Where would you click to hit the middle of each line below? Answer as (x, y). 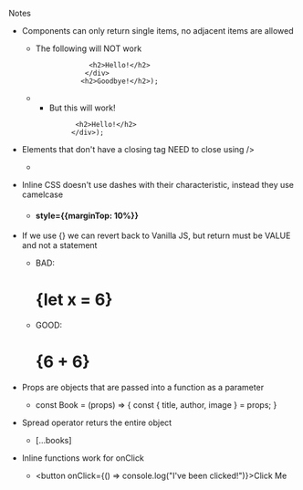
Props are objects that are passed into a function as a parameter (143, 388)
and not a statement (59, 245)
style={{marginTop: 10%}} (87, 215)
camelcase (42, 194)
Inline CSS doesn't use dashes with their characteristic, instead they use (157, 185)
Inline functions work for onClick (83, 458)
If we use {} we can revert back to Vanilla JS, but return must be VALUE (156, 235)
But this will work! (82, 108)
